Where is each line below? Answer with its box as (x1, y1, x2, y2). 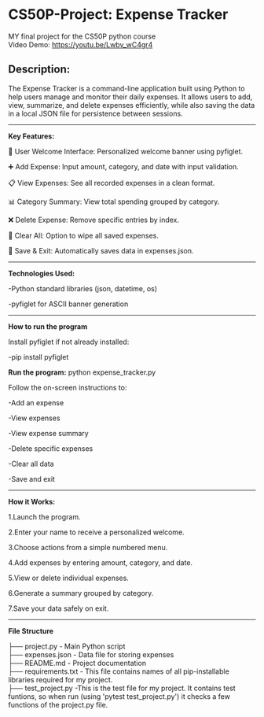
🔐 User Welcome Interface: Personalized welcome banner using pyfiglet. (8, 146, 244, 156)
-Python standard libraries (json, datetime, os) (8, 283, 158, 293)
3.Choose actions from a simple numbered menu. (8, 542, 168, 552)
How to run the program (8, 321, 88, 331)
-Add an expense (8, 397, 64, 407)
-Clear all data (8, 459, 54, 468)
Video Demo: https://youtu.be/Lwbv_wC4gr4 (8, 39, 153, 49)
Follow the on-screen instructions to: (8, 383, 127, 392)
